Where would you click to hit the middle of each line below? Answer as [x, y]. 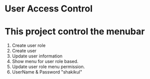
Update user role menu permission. [48, 67]
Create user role [29, 45]
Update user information [37, 56]
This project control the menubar [75, 32]
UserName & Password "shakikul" [47, 72]
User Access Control [49, 9]
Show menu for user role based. [45, 61]
